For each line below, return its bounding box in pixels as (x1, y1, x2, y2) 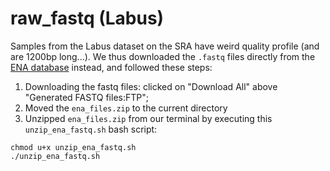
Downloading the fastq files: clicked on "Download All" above (24, 80, 278, 92)
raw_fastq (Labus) (10, 7, 165, 30)
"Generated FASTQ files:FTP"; (24, 91, 149, 103)
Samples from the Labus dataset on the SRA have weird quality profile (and (10, 40, 320, 52)
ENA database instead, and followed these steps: (10, 61, 213, 73)
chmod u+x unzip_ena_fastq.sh (10, 142, 137, 152)
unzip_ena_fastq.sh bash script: (24, 123, 158, 135)
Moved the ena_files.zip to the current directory (24, 102, 228, 114)
